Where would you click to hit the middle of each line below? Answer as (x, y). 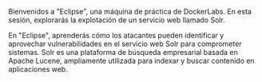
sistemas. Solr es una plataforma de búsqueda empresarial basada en (123, 52)
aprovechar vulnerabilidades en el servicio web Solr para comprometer (125, 44)
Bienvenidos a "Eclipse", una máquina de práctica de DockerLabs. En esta (130, 12)
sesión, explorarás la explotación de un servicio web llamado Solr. (117, 20)
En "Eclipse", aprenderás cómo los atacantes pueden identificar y (116, 35)
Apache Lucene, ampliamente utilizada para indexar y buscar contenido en (131, 61)
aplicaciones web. (38, 69)
